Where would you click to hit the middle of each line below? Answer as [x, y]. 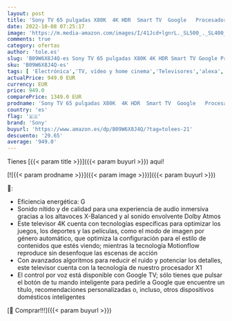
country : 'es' [28, 110]
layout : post [26, 13]
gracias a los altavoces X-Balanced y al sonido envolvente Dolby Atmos [119, 216]
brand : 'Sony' [28, 123]
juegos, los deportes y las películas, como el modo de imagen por [111, 231]
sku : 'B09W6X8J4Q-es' [38, 65]
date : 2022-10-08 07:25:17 [46, 26]
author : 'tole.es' [33, 52]
